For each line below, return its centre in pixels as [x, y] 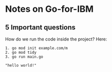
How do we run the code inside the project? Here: [56, 39]
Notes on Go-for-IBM [49, 9]
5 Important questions [40, 27]
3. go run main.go [24, 57]
